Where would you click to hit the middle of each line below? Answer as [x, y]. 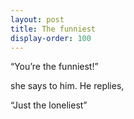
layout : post [37, 19]
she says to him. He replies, [67, 86]
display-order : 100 [51, 38]
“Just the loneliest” [49, 105]
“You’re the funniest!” [54, 67]
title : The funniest [53, 29]
